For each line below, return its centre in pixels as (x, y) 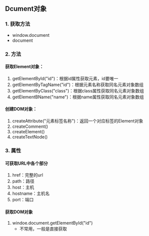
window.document (31, 35)
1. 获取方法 (18, 24)
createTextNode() (30, 137)
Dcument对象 (26, 9)
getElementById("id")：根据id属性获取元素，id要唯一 (65, 78)
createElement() (28, 132)
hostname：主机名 (31, 194)
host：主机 (23, 187)
